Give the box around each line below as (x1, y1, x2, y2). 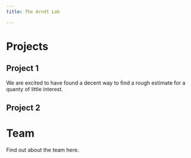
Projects (6, 39, 49, 53)
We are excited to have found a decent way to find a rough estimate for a (6, 79, 186, 86)
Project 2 (6, 103, 41, 113)
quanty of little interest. (6, 85, 64, 92)
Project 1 (6, 63, 39, 73)
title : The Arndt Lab (6, 8, 60, 15)
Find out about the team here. (6, 146, 79, 153)
